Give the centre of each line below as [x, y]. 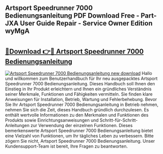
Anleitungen [17, 125]
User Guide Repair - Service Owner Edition [86, 23]
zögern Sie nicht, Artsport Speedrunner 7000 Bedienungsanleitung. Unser [80, 141]
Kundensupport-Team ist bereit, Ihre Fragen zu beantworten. [67, 146]
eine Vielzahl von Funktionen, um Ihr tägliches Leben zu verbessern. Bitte [79, 136]
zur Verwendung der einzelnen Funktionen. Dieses [81, 125]
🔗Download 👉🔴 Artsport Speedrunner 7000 [74, 51]
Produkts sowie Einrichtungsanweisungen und [52, 120]
